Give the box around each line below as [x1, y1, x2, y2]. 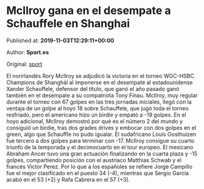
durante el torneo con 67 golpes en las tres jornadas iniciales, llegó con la [6, 98, 192, 105]
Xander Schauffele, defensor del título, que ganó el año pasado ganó [6, 85, 180, 92]
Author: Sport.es [6, 48, 49, 55]
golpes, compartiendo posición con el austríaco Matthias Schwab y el [6, 156, 182, 163]
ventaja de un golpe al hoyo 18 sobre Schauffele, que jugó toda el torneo [6, 104, 189, 112]
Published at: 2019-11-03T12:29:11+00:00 [6, 37, 114, 44]
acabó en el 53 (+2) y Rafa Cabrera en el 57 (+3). [6, 176, 130, 183]
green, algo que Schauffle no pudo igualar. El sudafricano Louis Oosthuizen [6, 130, 197, 138]
